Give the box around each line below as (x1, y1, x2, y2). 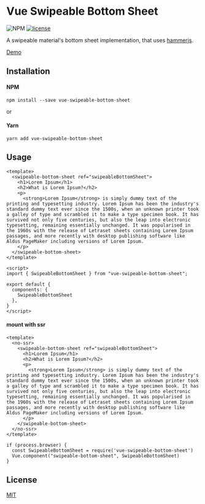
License (6, 475, 37, 486)
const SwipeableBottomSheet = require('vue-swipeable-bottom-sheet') (12, 447, 193, 454)
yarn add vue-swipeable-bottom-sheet (6, 135, 103, 142)
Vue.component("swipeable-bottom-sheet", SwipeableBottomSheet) (12, 452, 180, 459)
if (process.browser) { (6, 442, 68, 448)
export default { (6, 281, 51, 287)
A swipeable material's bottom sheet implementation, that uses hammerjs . (6, 36, 194, 44)
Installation (6, 66, 50, 77)
